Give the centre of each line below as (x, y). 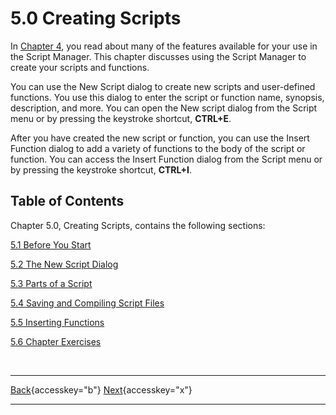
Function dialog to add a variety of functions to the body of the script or (158, 148)
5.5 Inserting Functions (57, 322)
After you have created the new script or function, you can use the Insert (160, 138)
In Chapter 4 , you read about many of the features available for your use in (164, 46)
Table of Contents (67, 201)
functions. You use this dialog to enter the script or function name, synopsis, (167, 97)
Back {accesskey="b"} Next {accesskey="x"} (101, 389)
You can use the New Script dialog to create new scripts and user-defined (163, 86)
